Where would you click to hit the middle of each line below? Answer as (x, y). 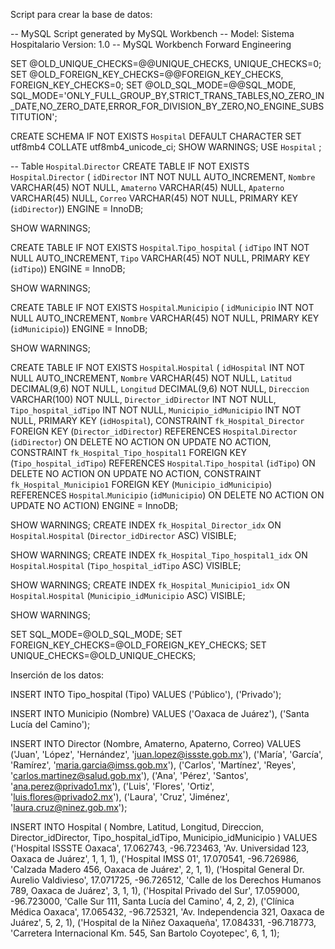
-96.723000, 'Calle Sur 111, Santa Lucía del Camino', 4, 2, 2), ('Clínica (152, 901)
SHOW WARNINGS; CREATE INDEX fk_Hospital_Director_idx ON (146, 525)
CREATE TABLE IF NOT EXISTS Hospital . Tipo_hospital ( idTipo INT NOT (160, 247)
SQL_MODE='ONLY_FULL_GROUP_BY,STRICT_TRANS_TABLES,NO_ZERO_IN (167, 95)
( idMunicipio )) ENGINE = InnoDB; (79, 328)
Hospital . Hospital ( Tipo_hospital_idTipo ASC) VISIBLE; (126, 565)
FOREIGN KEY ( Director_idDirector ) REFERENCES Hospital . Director (154, 431)
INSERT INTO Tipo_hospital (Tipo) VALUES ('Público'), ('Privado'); (146, 694)
